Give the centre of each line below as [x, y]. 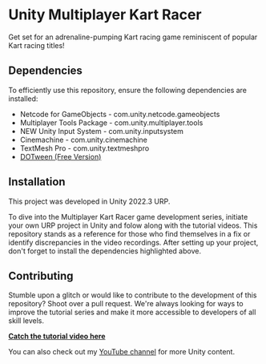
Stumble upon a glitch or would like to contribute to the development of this [133, 295]
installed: [23, 99]
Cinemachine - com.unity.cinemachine [84, 140]
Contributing [41, 275]
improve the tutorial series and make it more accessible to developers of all [132, 312]
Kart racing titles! [37, 45]
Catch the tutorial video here [57, 336]
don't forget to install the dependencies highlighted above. [105, 251]
